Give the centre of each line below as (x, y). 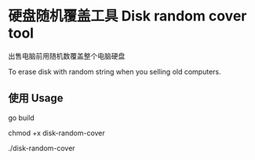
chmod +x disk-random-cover (57, 133)
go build (22, 118)
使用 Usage (36, 98)
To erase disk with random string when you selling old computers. (115, 71)
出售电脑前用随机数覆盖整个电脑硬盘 (67, 56)
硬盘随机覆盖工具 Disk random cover (127, 16)
